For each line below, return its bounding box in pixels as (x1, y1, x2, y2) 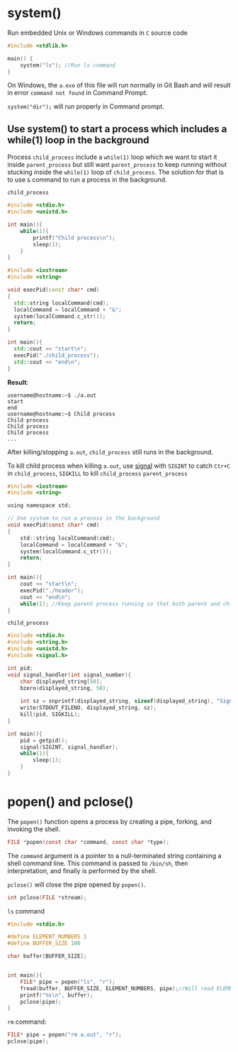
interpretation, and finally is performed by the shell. (7, 866, 157, 875)
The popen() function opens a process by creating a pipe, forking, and (7, 817, 212, 826)
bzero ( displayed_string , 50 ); (20, 684, 110, 691)
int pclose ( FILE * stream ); (7, 894, 87, 901)
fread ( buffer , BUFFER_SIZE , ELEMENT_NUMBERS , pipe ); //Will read (20, 985, 214, 992)
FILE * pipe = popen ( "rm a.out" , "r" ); (7, 1031, 122, 1039)
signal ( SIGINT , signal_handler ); (20, 743, 119, 750)
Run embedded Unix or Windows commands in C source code (7, 28, 188, 37)
